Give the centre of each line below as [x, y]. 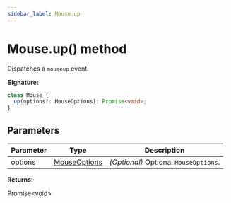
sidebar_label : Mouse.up [44, 14]
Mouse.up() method [67, 48]
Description [165, 150]
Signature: [23, 82]
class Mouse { [28, 95]
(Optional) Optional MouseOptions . [165, 162]
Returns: [20, 180]
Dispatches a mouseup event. [48, 69]
